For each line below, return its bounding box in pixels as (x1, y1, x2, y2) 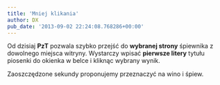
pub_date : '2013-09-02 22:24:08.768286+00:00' (7, 23, 144, 30)
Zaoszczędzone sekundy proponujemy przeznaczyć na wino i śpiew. (7, 70, 204, 78)
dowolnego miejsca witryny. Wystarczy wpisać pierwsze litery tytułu (7, 49, 205, 57)
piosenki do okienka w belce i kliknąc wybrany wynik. (7, 57, 161, 65)
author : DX (7, 17, 39, 23)
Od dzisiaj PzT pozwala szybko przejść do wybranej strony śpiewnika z (7, 42, 214, 50)
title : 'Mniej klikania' (7, 10, 79, 17)
